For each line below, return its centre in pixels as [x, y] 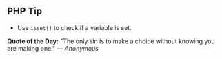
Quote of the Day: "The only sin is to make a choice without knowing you [111, 41]
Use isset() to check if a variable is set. [74, 27]
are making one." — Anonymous [53, 48]
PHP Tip [25, 11]
